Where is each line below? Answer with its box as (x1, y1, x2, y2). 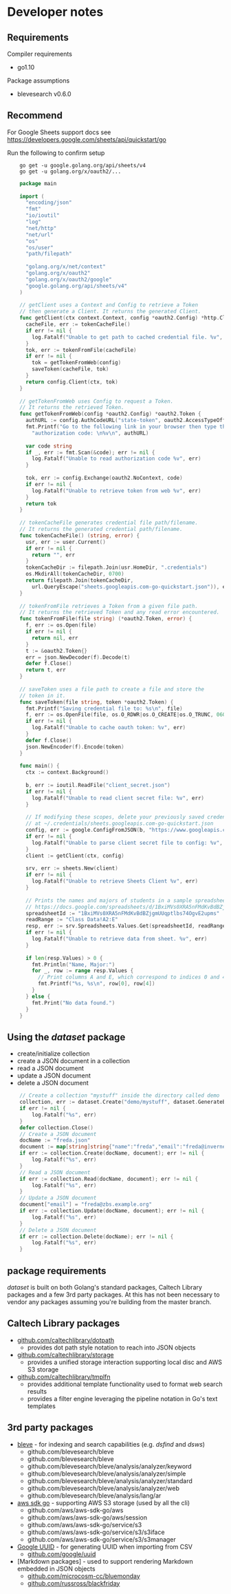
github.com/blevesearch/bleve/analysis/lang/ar (27, 1491, 162, 1500)
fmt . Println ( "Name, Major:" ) (32, 961, 115, 968)
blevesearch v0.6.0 (16, 90, 71, 98)
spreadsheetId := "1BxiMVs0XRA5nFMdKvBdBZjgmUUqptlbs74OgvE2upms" (25, 910, 220, 916)
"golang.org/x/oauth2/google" (25, 276, 112, 283)
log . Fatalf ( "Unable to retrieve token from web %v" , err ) (32, 487, 201, 494)
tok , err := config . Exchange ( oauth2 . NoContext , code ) (25, 474, 184, 482)
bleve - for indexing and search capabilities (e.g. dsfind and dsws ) (16, 1440, 205, 1448)
